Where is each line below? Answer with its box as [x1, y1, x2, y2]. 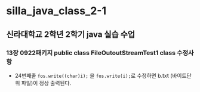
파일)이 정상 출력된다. [21, 79, 72, 87]
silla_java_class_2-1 [6, 4, 107, 18]
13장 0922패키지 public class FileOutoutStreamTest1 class [6, 49, 176, 57]
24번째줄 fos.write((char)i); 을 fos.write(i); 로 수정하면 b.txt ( [14, 72, 173, 79]
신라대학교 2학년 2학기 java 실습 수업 [6, 29, 136, 39]
